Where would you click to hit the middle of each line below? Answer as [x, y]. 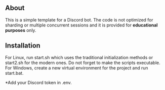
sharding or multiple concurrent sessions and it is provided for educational [82, 25]
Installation [23, 46]
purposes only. [21, 30]
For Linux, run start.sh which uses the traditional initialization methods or [79, 57]
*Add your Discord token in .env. [39, 82]
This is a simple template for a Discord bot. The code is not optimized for [79, 20]
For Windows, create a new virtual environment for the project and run [77, 67]
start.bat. [14, 73]
